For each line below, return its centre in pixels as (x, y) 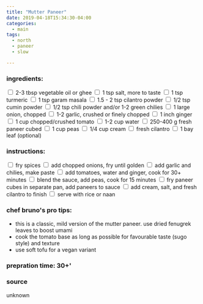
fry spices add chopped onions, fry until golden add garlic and (103, 165)
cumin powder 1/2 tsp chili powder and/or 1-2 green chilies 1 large (98, 107)
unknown (18, 295)
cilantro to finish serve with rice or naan (61, 195)
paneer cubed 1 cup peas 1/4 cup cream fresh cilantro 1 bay (100, 129)
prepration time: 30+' (39, 265)
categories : (21, 23)
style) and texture (37, 243)
